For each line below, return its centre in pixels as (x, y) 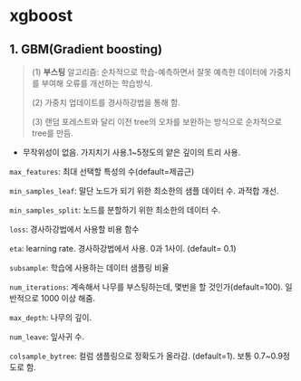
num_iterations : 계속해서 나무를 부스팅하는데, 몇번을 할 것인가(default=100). (146, 287)
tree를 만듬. (53, 133)
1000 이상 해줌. (68, 298)
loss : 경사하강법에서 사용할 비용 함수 (74, 229)
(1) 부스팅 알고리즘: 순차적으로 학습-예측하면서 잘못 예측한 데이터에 (149, 72)
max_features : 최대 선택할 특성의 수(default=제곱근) (102, 171)
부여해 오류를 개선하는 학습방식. (97, 83)
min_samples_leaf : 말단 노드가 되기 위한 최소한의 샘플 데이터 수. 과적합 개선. (144, 190)
